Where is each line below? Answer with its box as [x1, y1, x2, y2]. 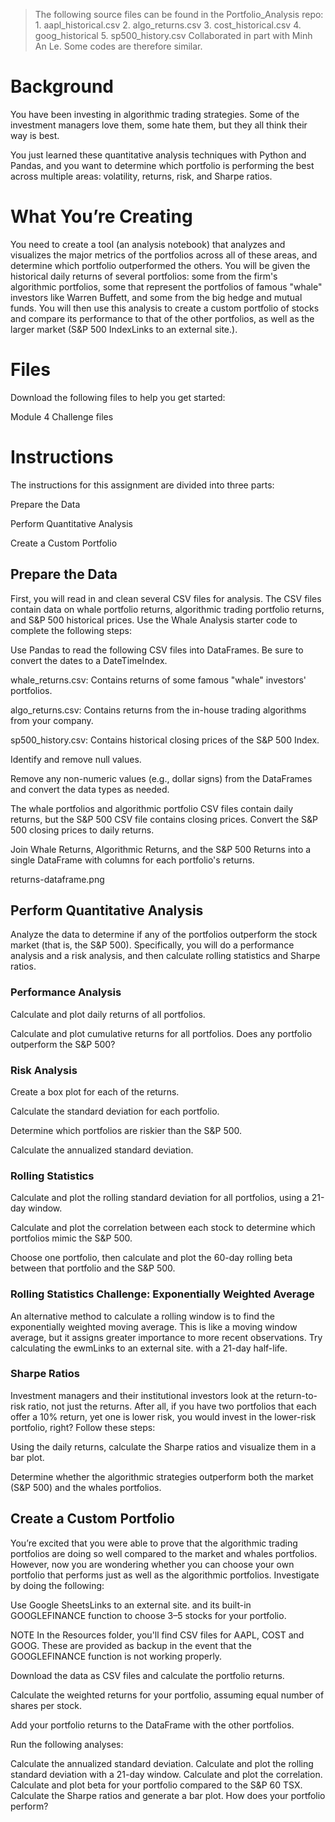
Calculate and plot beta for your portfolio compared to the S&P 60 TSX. [10, 1779, 303, 1791]
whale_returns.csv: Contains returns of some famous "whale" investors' [10, 674, 307, 686]
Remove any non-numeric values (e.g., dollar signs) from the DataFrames [10, 772, 313, 784]
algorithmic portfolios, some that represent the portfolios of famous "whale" [10, 280, 323, 293]
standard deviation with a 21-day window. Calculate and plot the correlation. [10, 1768, 323, 1780]
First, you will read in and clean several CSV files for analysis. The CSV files [10, 592, 322, 604]
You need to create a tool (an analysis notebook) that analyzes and [10, 238, 286, 250]
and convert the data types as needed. [10, 783, 170, 795]
